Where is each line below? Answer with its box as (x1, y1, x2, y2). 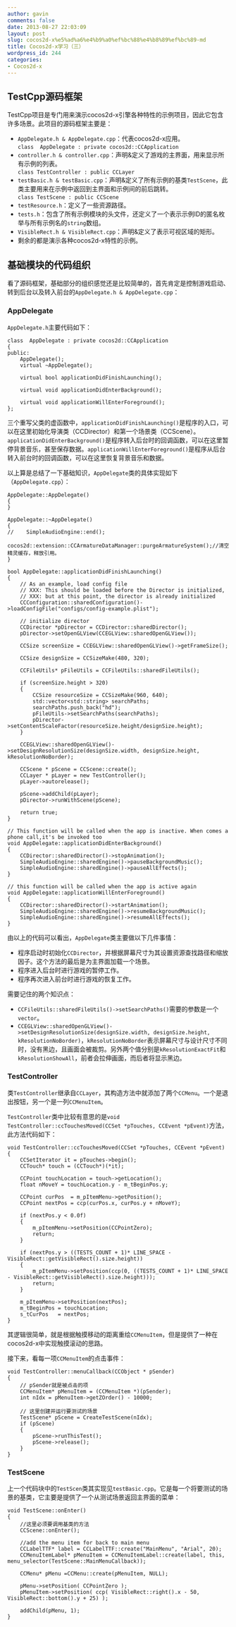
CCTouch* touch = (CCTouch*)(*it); (20, 1162, 125, 1170)
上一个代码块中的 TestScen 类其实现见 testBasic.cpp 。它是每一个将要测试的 (7, 1484, 222, 1493)
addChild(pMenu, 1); (20, 1607, 80, 1614)
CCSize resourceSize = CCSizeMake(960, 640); (32, 691, 169, 698)
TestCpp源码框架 (7, 91, 83, 103)
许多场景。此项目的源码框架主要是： (7, 119, 113, 128)
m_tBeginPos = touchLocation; (20, 1305, 109, 1312)
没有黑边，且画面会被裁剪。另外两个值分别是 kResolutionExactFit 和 (30, 1045, 226, 1053)
